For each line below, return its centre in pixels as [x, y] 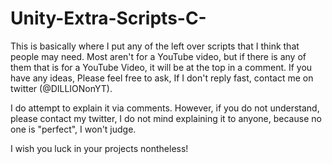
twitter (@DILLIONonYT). [61, 88]
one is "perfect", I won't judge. [73, 129]
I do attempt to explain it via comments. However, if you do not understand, [165, 108]
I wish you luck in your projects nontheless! [99, 148]
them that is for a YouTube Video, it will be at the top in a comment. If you [161, 67]
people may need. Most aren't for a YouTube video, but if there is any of [158, 56]
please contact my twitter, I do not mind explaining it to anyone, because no [166, 118]
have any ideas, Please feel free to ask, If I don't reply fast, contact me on [162, 78]
